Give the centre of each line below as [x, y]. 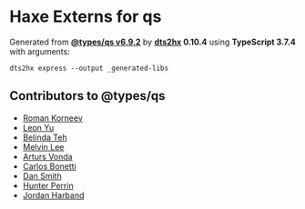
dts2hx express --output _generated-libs [89, 68]
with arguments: [40, 51]
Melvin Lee [43, 146]
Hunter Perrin [48, 185]
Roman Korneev [53, 118]
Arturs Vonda [47, 156]
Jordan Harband [53, 195]
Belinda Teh [45, 137]
